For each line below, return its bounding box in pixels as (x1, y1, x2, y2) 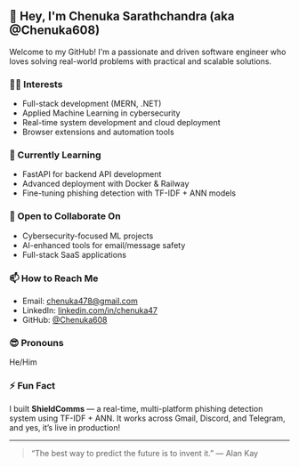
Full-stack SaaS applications (21, 249, 127, 260)
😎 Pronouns (9, 336, 64, 349)
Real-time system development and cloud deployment (21, 117, 221, 128)
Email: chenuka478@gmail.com (21, 295, 138, 306)
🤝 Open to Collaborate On (9, 210, 122, 222)
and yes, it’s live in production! (9, 422, 121, 432)
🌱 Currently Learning (9, 149, 101, 161)
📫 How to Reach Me (9, 272, 99, 285)
